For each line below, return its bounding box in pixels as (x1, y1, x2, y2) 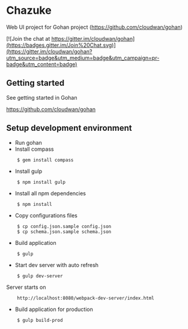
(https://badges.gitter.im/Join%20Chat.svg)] (6, 41, 116, 49)
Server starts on (6, 283, 46, 291)
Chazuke (6, 4, 52, 17)
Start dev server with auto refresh (14, 261, 99, 268)
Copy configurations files (14, 211, 78, 219)
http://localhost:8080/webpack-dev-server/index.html (17, 295, 154, 301)
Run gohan (14, 139, 42, 146)
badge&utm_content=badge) (6, 61, 77, 68)
